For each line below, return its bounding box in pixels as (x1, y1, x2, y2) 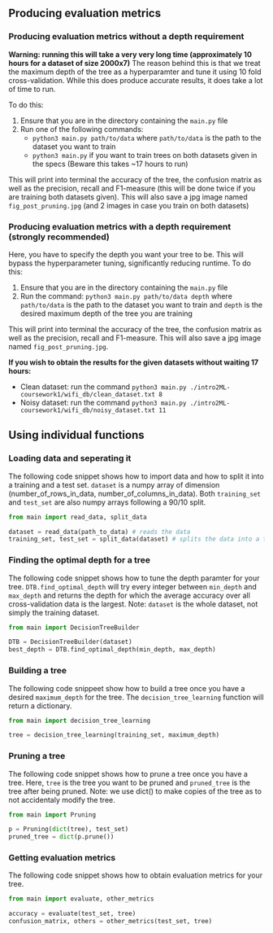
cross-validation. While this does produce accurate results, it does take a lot (8, 75, 263, 85)
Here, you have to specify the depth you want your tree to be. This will (8, 249, 244, 259)
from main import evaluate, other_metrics (8, 895, 154, 903)
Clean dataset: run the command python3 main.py (19, 382, 187, 392)
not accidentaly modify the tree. (8, 795, 115, 804)
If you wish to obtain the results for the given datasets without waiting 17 (8, 357, 258, 367)
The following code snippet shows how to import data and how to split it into (8, 471, 264, 481)
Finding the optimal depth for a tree (8, 554, 151, 566)
